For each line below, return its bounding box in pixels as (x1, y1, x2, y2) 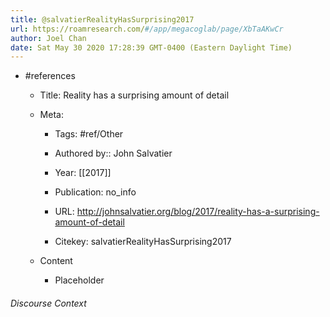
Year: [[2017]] (54, 167, 112, 179)
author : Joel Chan (10, 33, 87, 43)
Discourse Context (10, 297, 87, 309)
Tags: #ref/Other (54, 128, 124, 140)
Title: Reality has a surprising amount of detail (39, 89, 230, 101)
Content (39, 255, 73, 267)
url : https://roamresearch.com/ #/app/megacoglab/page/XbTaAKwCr (10, 24, 284, 34)
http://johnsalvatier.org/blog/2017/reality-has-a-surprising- (76, 206, 320, 218)
